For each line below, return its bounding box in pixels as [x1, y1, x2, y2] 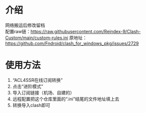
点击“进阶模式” [12, 83, 44, 89]
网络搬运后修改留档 [5, 22, 45, 28]
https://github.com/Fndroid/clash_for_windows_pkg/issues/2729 [5, 40, 139, 46]
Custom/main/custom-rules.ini [5, 35, 68, 41]
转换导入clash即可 [12, 102, 50, 108]
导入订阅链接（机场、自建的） [12, 89, 75, 95]
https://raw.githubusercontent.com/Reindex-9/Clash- [30, 28, 141, 34]
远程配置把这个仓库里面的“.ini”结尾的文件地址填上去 [12, 96, 120, 102]
